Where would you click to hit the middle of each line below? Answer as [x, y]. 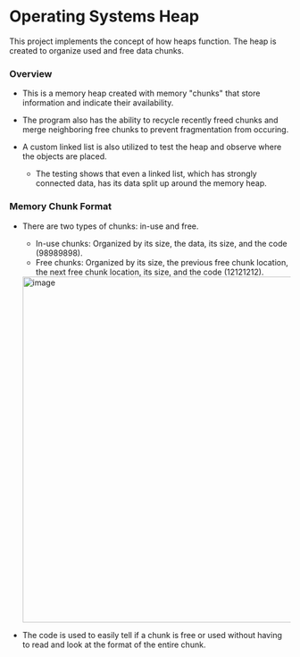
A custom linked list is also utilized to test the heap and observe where [152, 147]
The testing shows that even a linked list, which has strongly [146, 174]
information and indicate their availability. [98, 103]
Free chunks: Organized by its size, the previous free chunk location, [162, 262]
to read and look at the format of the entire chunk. [114, 644]
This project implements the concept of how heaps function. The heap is [143, 41]
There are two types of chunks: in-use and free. [110, 226]
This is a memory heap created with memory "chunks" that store [141, 93]
